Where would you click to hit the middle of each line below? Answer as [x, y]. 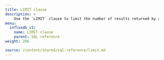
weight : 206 [17, 41]
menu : [10, 23]
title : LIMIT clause [26, 10]
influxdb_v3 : [23, 28]
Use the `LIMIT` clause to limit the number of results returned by [85, 19]
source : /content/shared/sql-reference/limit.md [55, 50]
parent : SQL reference [37, 37]
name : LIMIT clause [34, 32]
